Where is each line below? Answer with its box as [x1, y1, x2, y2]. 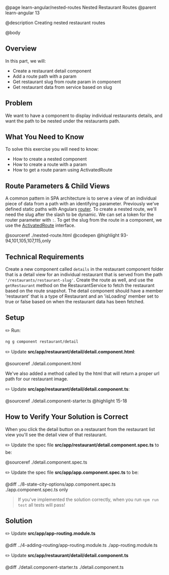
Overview [5, 44, 37, 53]
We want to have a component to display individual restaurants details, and [5, 112, 163, 118]
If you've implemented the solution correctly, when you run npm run [17, 496, 159, 502]
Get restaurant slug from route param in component [12, 79, 121, 85]
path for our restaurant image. [5, 375, 69, 382]
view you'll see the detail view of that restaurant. [5, 432, 107, 438]
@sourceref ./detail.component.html [5, 360, 81, 367]
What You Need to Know [5, 133, 84, 141]
